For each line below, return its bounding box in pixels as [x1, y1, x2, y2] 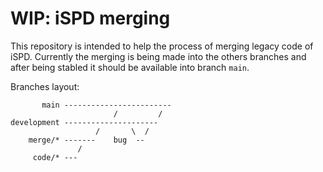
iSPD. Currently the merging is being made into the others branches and [10, 50, 307, 62]
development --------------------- [10, 117, 159, 127]
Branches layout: [10, 80, 80, 92]
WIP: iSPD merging [10, 7, 171, 30]
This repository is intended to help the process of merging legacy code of [10, 40, 314, 52]
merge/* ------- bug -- [28, 135, 145, 145]
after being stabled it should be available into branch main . [10, 61, 250, 73]
